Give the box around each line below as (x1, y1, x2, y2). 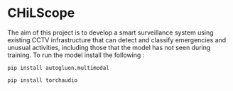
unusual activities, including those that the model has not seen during (7, 43, 211, 51)
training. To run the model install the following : (7, 51, 145, 59)
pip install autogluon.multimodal (7, 64, 110, 71)
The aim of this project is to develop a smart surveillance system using (7, 28, 215, 37)
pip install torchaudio (7, 76, 78, 84)
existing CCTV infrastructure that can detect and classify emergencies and (7, 35, 227, 44)
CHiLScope (7, 5, 75, 21)
